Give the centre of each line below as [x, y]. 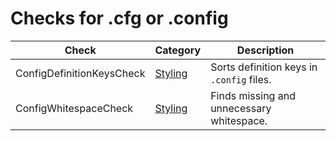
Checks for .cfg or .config [119, 18]
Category [178, 50]
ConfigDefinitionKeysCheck [80, 73]
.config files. [241, 79]
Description [265, 50]
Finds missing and [253, 95]
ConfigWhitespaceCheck [74, 108]
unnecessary [241, 108]
